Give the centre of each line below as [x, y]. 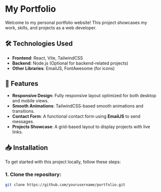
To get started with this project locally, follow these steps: [63, 162]
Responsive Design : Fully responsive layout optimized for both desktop [84, 95]
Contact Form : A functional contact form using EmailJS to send [76, 116]
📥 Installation [27, 148]
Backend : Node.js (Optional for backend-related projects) [70, 63]
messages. [23, 121]
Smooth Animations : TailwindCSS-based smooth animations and [78, 106]
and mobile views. [30, 101]
